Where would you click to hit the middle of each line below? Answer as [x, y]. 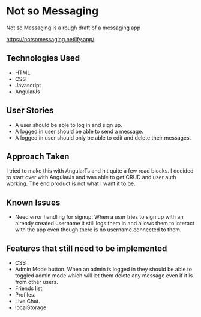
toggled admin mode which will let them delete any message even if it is [104, 276]
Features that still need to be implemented [87, 248]
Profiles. [25, 295]
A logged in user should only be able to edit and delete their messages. [103, 138]
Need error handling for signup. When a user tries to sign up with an [99, 217]
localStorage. [31, 307]
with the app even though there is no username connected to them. [98, 230]
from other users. [36, 282]
